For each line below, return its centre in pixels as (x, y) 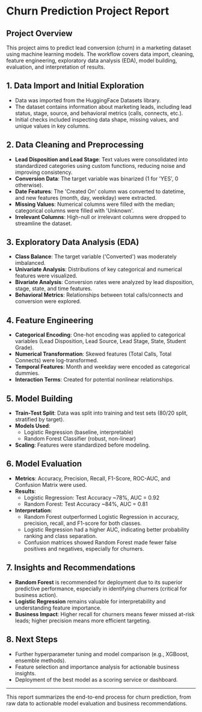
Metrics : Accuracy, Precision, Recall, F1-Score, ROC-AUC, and (93, 478)
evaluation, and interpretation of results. (56, 67)
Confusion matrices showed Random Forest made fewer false (100, 542)
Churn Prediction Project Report (88, 11)
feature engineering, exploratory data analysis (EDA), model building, (92, 60)
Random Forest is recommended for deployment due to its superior (99, 582)
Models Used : (32, 426)
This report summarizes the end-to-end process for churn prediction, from (99, 697)
